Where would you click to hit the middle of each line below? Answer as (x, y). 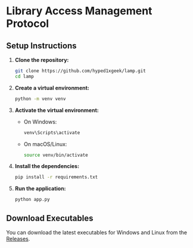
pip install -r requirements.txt (56, 177)
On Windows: (40, 122)
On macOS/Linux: (45, 144)
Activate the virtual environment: (57, 110)
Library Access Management (79, 11)
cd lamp (24, 76)
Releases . (18, 238)
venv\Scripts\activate (52, 132)
